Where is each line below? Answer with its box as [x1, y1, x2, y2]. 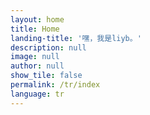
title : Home [10, 24, 60, 34]
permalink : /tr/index [10, 80, 101, 90]
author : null [10, 61, 65, 71]
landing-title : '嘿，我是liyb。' [10, 33, 142, 43]
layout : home [10, 14, 65, 25]
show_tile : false [10, 71, 83, 81]
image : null [10, 52, 60, 62]
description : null [10, 42, 87, 53]
